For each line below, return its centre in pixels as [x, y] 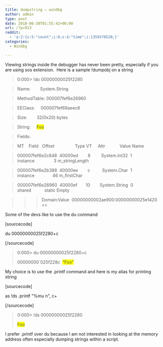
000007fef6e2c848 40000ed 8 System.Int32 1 [74, 155]
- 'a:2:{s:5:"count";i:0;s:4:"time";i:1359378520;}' [64, 37]
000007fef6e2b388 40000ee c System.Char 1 [74, 170]
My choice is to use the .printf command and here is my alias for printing [78, 271]
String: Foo [31, 127]
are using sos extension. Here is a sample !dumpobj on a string [69, 70]
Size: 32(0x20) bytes [42, 117]
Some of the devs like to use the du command [51, 214]
